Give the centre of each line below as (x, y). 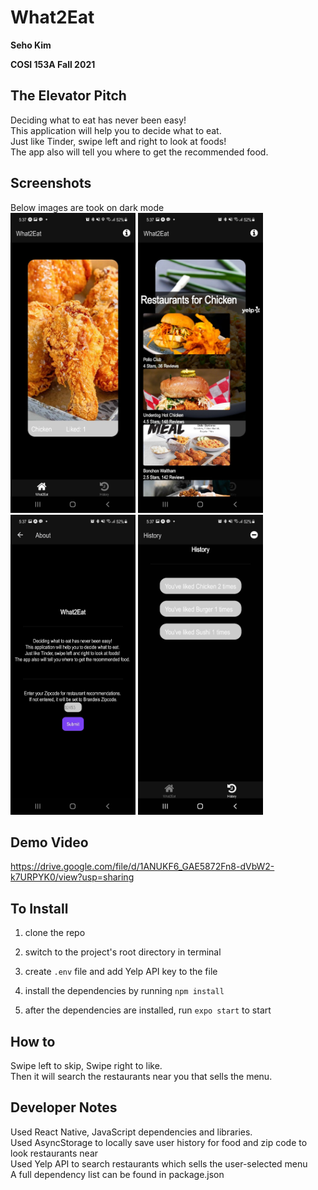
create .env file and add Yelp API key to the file (121, 972)
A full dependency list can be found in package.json (117, 1174)
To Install (39, 908)
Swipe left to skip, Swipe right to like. (86, 1065)
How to (33, 1041)
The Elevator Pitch (68, 96)
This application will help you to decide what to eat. (116, 130)
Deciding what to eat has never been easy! (98, 120)
